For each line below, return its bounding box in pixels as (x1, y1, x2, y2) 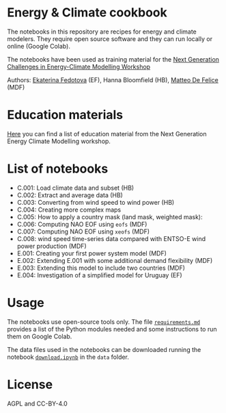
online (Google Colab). (7, 42, 70, 50)
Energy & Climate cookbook (7, 5, 167, 21)
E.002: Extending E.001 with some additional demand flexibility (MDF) (16, 256, 213, 264)
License (7, 377, 53, 392)
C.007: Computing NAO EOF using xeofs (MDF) (16, 227, 150, 236)
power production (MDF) (16, 242, 87, 250)
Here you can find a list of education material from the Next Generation (7, 129, 207, 138)
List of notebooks (7, 161, 109, 177)
